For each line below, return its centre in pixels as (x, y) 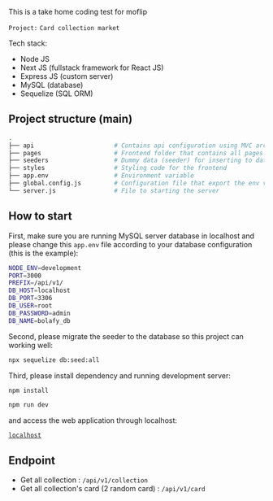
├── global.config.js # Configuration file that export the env (134, 183)
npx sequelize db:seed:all (54, 360)
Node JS (35, 59)
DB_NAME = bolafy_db (39, 320)
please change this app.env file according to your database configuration (130, 244)
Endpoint (32, 460)
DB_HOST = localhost (39, 291)
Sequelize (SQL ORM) (56, 94)
